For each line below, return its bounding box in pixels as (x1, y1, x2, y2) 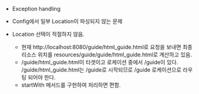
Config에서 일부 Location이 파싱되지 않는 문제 (12, 18, 123, 25)
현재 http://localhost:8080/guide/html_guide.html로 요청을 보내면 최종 (21, 44, 193, 50)
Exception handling (12, 5, 61, 12)
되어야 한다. (27, 74, 56, 81)
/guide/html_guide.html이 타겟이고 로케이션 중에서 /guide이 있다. (21, 59, 179, 65)
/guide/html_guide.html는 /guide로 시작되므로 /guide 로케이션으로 (21, 66, 182, 73)
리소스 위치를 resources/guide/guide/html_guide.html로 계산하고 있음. (21, 51, 192, 58)
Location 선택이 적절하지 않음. (12, 30, 85, 38)
